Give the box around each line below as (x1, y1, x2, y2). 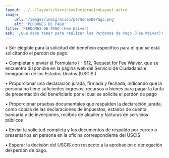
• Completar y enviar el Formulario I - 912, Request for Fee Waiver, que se (5, 60, 159, 66)
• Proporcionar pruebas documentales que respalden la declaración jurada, (5, 101, 162, 107)
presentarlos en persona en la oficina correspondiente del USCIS (5, 132, 141, 138)
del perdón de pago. (5, 147, 48, 153)
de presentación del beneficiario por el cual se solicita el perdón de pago (5, 91, 157, 97)
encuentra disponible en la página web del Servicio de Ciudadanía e (5, 65, 147, 71)
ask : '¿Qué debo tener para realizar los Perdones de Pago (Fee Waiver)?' (5, 31, 166, 36)
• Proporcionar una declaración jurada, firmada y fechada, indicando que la (5, 80, 162, 86)
